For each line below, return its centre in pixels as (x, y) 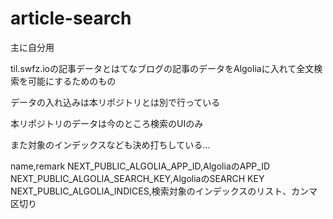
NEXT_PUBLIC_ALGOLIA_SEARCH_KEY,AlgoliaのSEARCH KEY (137, 178)
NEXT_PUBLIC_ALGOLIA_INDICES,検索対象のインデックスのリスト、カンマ (164, 191)
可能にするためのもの (72, 81)
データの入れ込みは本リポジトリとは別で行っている (115, 102)
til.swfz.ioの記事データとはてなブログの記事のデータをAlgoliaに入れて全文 (162, 68)
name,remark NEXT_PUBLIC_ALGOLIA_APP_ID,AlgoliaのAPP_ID (140, 166)
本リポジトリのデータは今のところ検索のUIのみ (107, 123)
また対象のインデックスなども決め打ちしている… (110, 144)
